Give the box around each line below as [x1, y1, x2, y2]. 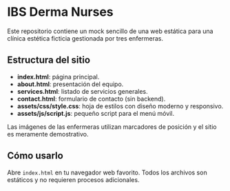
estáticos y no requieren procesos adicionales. [7, 175, 140, 183]
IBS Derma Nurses [7, 4, 114, 20]
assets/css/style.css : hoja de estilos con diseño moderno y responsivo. [17, 101, 224, 110]
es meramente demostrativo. [7, 130, 89, 138]
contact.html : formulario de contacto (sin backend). [17, 94, 166, 103]
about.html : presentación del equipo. [17, 80, 124, 88]
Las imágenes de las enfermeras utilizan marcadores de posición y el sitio [7, 122, 217, 131]
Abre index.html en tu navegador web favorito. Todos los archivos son [7, 168, 208, 177]
